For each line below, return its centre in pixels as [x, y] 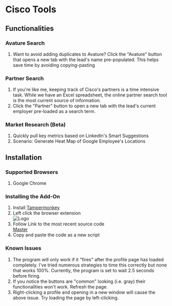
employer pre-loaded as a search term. [54, 111]
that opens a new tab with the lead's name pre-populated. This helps [86, 60]
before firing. [27, 276]
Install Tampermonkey [36, 208]
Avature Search [25, 43]
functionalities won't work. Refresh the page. [60, 286]
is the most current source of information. [57, 101]
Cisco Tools [31, 9]
